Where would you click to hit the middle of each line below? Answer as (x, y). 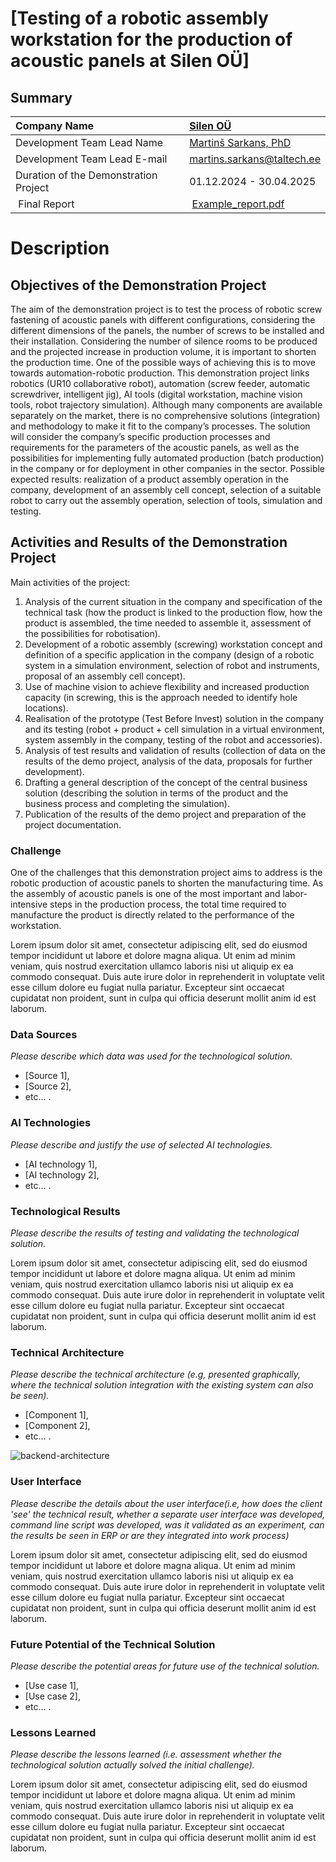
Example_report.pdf (238, 204)
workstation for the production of (151, 39)
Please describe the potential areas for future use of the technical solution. (165, 1666)
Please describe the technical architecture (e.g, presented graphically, (156, 1374)
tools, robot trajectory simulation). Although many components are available (166, 405)
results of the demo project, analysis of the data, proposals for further (168, 761)
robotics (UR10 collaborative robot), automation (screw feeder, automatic (160, 383)
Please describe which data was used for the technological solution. (151, 1056)
